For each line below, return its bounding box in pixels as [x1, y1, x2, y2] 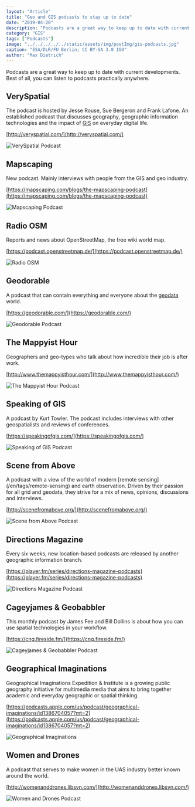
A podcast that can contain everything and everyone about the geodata [6, 291, 179, 299]
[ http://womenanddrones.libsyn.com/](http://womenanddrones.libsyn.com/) [6, 784, 189, 791]
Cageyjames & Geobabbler [6, 602, 106, 612]
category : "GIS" [6, 30, 46, 36]
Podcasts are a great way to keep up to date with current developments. [6, 68, 180, 75]
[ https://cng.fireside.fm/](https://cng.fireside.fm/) [6, 635, 125, 642]
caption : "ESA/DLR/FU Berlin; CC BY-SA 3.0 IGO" [6, 47, 127, 53]
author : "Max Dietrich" [6, 52, 64, 58]
